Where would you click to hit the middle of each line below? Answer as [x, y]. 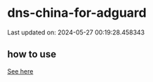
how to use [32, 54]
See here [20, 71]
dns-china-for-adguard [77, 13]
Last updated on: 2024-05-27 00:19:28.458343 [76, 32]
